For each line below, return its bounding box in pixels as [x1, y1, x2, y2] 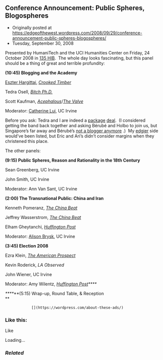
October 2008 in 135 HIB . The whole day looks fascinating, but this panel [5, 55, 153, 61]
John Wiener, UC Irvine [5, 271, 52, 277]
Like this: [5, 316, 27, 323]
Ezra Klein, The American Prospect [5, 252, 76, 258]
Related [5, 350, 24, 357]
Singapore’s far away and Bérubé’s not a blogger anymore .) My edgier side [5, 128, 159, 134]
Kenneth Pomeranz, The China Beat [5, 205, 77, 211]
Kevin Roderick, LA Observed [5, 262, 65, 268]
